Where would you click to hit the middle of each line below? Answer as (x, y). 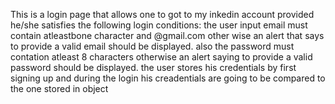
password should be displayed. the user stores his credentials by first (153, 67)
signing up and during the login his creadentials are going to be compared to (168, 78)
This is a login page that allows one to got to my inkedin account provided (162, 14)
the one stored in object (59, 88)
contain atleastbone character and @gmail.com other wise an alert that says (167, 35)
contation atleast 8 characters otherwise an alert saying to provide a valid (161, 57)
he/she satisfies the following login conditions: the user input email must (159, 25)
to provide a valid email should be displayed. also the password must (152, 46)
